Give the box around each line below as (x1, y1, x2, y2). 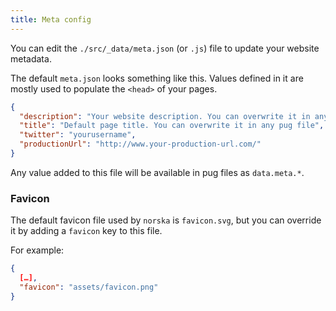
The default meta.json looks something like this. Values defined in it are (10, 72, 304, 84)
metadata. (10, 52, 52, 65)
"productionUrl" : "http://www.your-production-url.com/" (19, 139, 262, 150)
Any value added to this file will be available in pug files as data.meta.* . (10, 166, 305, 178)
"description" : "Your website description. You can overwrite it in (19, 111, 311, 121)
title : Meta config (10, 14, 92, 25)
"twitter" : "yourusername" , (19, 130, 137, 140)
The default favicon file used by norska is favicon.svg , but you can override (10, 214, 322, 226)
